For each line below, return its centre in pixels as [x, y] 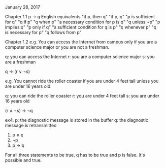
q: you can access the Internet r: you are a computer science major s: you [80, 57]
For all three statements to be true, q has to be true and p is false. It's [75, 155]
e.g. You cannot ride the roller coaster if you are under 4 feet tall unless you [82, 81]
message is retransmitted [31, 125]
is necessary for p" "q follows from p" [43, 32]
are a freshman [20, 62]
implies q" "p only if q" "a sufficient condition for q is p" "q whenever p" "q [81, 27]
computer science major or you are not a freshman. [57, 47]
